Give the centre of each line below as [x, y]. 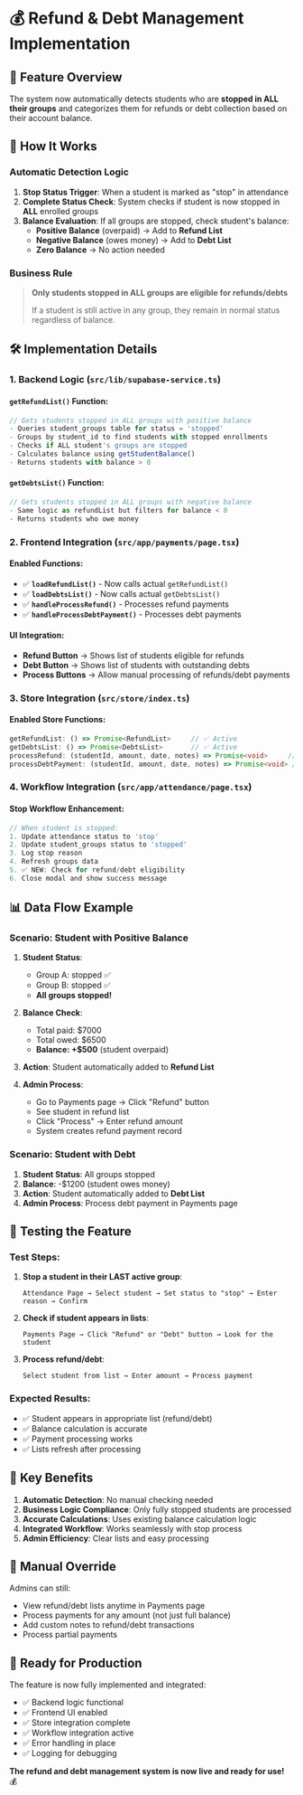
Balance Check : [52, 1013]
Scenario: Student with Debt [73, 1155]
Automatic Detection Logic [69, 172]
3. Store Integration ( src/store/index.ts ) [100, 698]
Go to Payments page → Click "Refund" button [123, 1102]
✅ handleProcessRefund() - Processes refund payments [126, 604]
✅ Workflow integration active [78, 1733]
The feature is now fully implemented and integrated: [108, 1685]
